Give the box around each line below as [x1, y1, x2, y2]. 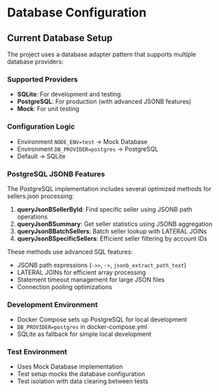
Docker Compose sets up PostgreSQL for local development [16, 315, 188, 323]
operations [16, 212, 48, 221]
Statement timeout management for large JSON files [16, 275, 165, 284]
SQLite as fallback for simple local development [16, 330, 152, 339]
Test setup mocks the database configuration [16, 370, 146, 378]
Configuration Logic [7, 122, 75, 132]
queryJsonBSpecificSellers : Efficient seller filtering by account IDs [16, 234, 207, 243]
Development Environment [7, 299, 98, 309]
